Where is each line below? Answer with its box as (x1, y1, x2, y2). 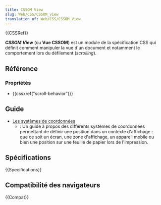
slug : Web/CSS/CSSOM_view (5, 12, 58, 17)
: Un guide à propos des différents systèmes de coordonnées (19, 123, 145, 129)
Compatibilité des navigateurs (5, 181, 101, 190)
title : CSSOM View (5, 7, 43, 12)
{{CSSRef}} (5, 30, 29, 36)
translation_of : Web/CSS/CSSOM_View (5, 16, 81, 21)
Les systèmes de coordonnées (12, 118, 75, 124)
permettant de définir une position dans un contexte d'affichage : (19, 128, 153, 134)
